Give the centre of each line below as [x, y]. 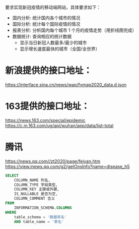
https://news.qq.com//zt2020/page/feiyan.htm [53, 161]
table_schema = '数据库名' [40, 217]
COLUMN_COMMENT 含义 [35, 199]
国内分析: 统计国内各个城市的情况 [46, 18]
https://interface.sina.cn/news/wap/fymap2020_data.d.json [66, 85]
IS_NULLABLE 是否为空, [36, 194]
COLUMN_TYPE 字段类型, [36, 185]
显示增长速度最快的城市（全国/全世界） [60, 49]
